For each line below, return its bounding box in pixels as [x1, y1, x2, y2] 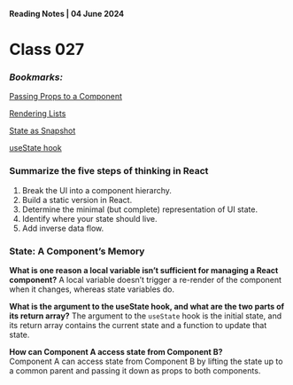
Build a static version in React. [21, 194, 133, 205]
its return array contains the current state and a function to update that [9, 320, 267, 331]
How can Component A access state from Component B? [9, 347, 223, 357]
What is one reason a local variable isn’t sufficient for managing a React [9, 265, 279, 276]
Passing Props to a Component [9, 91, 122, 102]
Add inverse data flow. [21, 223, 104, 233]
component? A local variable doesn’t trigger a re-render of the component [9, 275, 281, 286]
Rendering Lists [9, 108, 66, 119]
